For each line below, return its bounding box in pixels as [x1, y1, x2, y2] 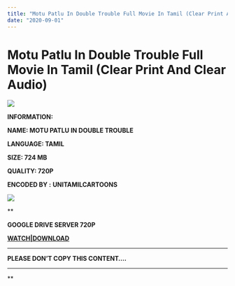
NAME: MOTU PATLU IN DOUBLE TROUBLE [7, 127, 134, 135]
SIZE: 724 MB [7, 153, 48, 162]
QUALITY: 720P [7, 167, 54, 176]
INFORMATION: [7, 113, 54, 121]
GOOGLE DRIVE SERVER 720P [7, 221, 96, 229]
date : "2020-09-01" [7, 17, 64, 24]
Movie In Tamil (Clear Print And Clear [7, 62, 226, 78]
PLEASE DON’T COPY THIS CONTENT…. [7, 255, 127, 263]
